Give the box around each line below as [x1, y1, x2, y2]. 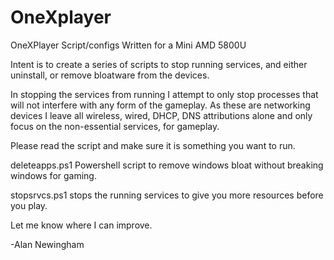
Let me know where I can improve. [10, 219, 153, 231]
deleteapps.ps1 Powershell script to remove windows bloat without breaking [10, 159, 324, 171]
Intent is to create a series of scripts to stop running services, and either [10, 58, 308, 70]
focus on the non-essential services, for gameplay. [10, 120, 220, 132]
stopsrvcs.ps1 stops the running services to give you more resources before [10, 189, 324, 201]
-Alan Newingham [10, 238, 85, 250]
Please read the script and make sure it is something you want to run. [10, 139, 296, 151]
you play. [10, 199, 48, 211]
